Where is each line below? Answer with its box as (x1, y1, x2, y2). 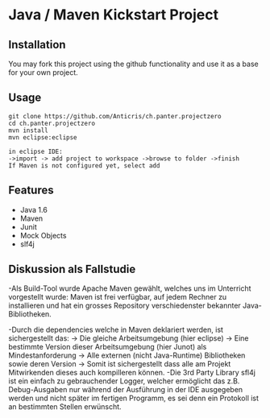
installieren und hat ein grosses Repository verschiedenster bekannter (8, 300, 242, 311)
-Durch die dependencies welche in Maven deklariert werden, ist (8, 325, 224, 335)
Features (8, 184, 54, 197)
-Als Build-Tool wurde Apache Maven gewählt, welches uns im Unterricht (8, 283, 251, 293)
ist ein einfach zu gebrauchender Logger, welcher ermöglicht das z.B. (8, 376, 240, 386)
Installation (8, 38, 66, 52)
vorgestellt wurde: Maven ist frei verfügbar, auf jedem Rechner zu (8, 292, 227, 302)
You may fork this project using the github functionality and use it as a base (8, 59, 260, 68)
